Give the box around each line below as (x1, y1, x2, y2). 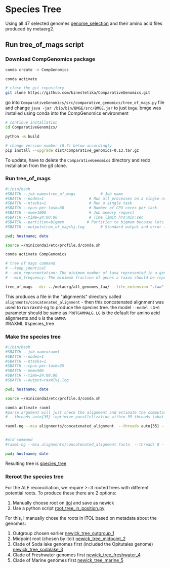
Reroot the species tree (5, 473, 64, 480)
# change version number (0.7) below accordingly (5, 143, 112, 148)
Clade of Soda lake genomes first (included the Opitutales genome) (12, 541, 153, 547)
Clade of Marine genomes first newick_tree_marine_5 (12, 557, 124, 563)
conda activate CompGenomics (5, 252, 67, 257)
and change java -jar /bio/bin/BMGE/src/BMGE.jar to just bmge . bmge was (5, 105, 161, 111)
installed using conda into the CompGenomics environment (5, 110, 129, 116)
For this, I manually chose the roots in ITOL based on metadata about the (5, 515, 157, 521)
